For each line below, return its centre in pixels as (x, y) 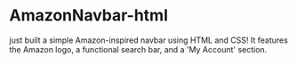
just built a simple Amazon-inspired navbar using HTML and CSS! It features (149, 40)
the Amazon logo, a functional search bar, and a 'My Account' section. (138, 49)
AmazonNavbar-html (89, 16)
